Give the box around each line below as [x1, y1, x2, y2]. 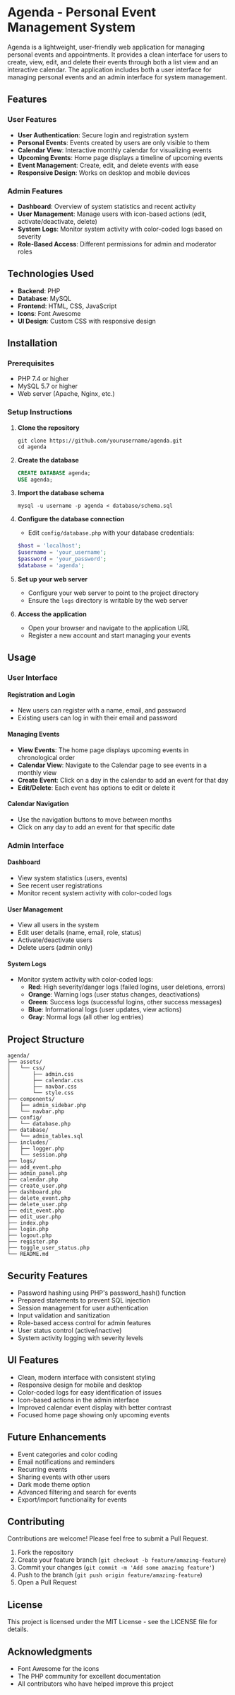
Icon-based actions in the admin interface [17, 1395, 140, 1404]
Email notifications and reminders [17, 1457, 115, 1466]
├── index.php [7, 1220, 49, 1227]
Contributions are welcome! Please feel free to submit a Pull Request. [7, 1534, 209, 1543]
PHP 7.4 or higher [17, 375, 69, 383]
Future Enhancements [7, 1432, 107, 1444]
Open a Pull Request [17, 1578, 78, 1587]
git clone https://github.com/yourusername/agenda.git [17, 437, 183, 444]
